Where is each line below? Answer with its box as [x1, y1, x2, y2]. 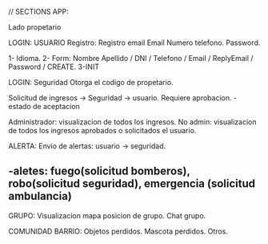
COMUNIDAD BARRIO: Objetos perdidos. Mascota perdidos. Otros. [8, 226, 228, 236]
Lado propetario [8, 22, 62, 31]
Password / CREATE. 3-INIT [8, 62, 100, 71]
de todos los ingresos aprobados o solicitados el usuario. [8, 126, 197, 135]
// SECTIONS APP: [8, 7, 70, 16]
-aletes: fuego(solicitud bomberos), [8, 165, 190, 178]
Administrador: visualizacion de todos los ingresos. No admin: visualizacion [8, 117, 257, 127]
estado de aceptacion [8, 102, 80, 111]
